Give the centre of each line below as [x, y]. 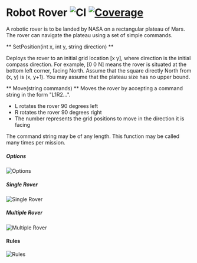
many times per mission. [36, 142]
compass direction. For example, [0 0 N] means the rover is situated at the [96, 64]
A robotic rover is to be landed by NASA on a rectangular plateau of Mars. [96, 29]
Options [16, 156]
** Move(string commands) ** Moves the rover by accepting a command [95, 88]
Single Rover [22, 184]
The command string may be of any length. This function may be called [93, 136]
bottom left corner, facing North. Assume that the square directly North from [99, 70]
